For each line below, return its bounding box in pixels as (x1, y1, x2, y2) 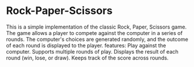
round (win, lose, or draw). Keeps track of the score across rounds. (6, 54, 169, 61)
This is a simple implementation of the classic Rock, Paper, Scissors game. (6, 23, 187, 30)
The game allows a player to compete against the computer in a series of (6, 29, 183, 36)
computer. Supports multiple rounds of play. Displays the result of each (6, 48, 179, 55)
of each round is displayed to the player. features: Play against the (6, 42, 166, 49)
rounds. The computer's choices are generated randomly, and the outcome (6, 36, 189, 43)
